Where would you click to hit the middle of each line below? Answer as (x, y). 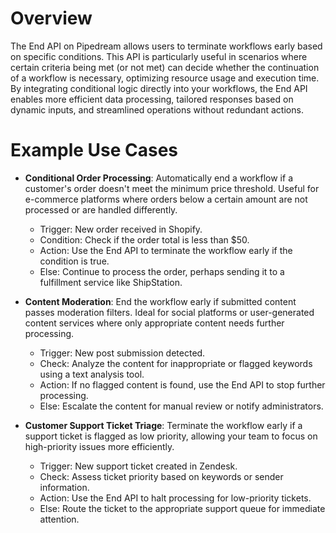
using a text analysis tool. (92, 374)
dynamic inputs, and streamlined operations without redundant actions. (157, 109)
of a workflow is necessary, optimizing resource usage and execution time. (165, 78)
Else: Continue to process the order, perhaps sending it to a (162, 271)
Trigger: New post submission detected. (122, 353)
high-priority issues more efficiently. (99, 446)
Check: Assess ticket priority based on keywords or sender (161, 476)
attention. (59, 519)
